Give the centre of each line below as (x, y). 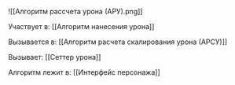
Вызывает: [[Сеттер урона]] (55, 57)
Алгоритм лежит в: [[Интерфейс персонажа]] (84, 72)
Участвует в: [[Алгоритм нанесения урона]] (81, 26)
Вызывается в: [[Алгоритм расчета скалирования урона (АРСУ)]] (118, 42)
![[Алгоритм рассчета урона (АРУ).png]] (75, 11)
